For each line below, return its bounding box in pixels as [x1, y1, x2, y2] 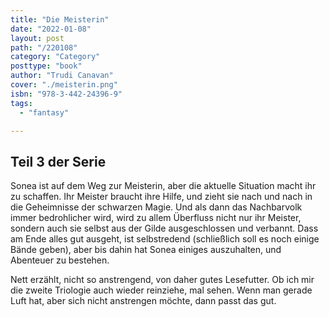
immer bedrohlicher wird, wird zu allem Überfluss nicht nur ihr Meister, [10, 212, 302, 224]
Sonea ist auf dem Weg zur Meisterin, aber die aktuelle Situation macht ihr [10, 180, 317, 192]
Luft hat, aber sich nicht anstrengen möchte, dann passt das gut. [10, 295, 277, 307]
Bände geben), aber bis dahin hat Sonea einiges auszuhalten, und [10, 244, 282, 256]
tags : [10, 98, 33, 108]
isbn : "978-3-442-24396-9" [10, 89, 123, 99]
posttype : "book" [10, 61, 83, 71]
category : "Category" [10, 52, 101, 62]
